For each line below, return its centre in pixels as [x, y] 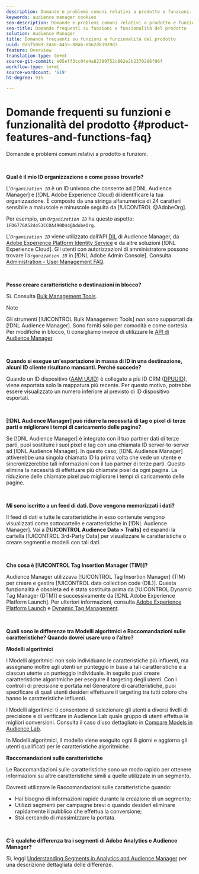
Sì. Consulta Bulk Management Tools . [52, 296]
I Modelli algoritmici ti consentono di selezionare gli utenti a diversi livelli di [97, 710]
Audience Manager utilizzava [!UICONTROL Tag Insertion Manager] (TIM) [96, 577]
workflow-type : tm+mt [33, 67]
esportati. [18, 398]
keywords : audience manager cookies [51, 17]
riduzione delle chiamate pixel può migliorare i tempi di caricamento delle [95, 476]
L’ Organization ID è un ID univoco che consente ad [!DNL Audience [89, 189]
